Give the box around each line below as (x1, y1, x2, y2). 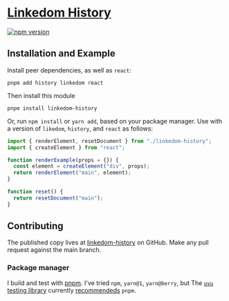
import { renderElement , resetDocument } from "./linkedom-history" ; (7, 137, 212, 144)
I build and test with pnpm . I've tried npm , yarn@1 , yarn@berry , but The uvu (7, 278, 214, 287)
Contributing (7, 220, 64, 232)
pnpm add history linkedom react (7, 79, 104, 86)
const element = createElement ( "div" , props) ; (13, 163, 150, 170)
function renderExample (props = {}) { (7, 157, 119, 164)
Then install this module (7, 91, 75, 99)
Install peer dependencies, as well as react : (7, 66, 131, 74)
